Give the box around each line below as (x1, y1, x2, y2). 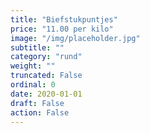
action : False (10, 107, 70, 118)
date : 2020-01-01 (10, 89, 83, 99)
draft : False (10, 98, 65, 108)
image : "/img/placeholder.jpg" (10, 33, 141, 43)
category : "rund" (10, 52, 83, 62)
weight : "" (10, 61, 56, 71)
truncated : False (10, 71, 83, 81)
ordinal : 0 (10, 80, 56, 90)
